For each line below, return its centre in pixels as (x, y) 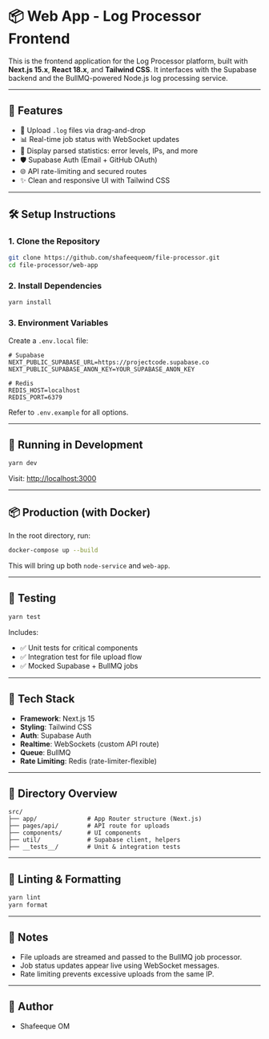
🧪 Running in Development (76, 445)
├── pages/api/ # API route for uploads (89, 826)
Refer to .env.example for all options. (68, 412)
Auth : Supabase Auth (56, 735)
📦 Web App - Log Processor (105, 16)
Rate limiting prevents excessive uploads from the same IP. (117, 974)
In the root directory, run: (49, 536)
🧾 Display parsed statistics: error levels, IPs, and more (109, 151)
